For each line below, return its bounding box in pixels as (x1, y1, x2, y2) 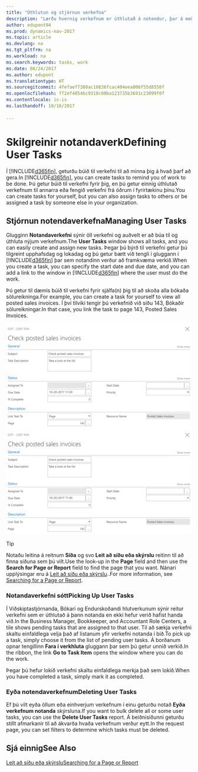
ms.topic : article (6, 34, 51, 41)
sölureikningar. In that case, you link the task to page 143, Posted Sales (6, 306, 177, 313)
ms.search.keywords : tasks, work (6, 59, 88, 65)
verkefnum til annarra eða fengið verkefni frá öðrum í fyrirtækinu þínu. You (6, 186, 186, 193)
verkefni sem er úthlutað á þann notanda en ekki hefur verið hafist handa (6, 611, 183, 618)
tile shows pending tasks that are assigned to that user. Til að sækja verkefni (6, 624, 192, 631)
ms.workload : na (6, 53, 46, 59)
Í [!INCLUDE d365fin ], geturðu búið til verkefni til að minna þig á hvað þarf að (6, 167, 192, 174)
